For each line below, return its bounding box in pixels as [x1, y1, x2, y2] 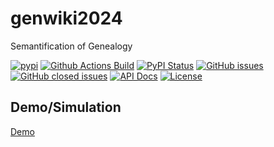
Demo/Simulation [10, 99, 122, 116]
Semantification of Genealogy [10, 40, 133, 52]
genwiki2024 [10, 7, 123, 30]
